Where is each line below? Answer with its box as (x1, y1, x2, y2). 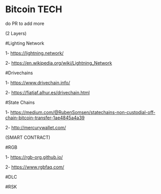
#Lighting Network (5, 40, 45, 46)
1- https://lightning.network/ (5, 50, 64, 56)
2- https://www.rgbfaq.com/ (5, 164, 65, 170)
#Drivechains (5, 70, 33, 76)
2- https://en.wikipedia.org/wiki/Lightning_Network (5, 60, 112, 66)
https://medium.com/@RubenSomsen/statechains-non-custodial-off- (10, 109, 156, 115)
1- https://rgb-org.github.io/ (5, 154, 63, 160)
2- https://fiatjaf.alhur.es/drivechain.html (5, 89, 90, 95)
